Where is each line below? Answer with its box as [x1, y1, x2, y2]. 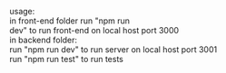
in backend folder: [9, 34, 78, 45]
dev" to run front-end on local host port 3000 [9, 25, 180, 35]
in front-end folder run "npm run [9, 15, 130, 26]
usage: [9, 6, 35, 16]
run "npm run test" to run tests [9, 54, 124, 64]
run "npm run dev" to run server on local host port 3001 [9, 44, 218, 55]
